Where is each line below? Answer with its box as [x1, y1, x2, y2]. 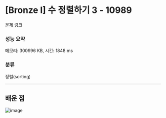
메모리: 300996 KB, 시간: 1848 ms [5, 48, 73, 54]
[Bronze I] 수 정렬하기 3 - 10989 [5, 4, 132, 16]
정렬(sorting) [5, 73, 31, 79]
